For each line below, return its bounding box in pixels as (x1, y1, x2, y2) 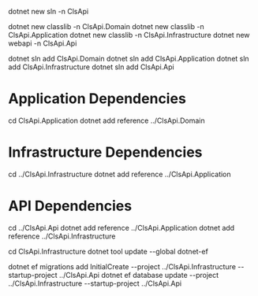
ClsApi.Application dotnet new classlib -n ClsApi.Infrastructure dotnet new (8, 31, 250, 39)
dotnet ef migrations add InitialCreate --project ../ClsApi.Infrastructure (8, 261, 237, 271)
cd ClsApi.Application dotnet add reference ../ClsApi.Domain (8, 116, 205, 125)
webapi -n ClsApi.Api (8, 39, 77, 48)
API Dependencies (8, 197, 133, 215)
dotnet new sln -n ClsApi (8, 7, 89, 16)
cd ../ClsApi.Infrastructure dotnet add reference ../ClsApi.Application (8, 169, 231, 179)
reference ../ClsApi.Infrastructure (8, 231, 116, 241)
